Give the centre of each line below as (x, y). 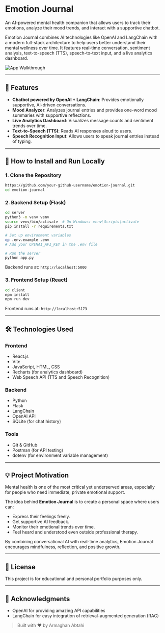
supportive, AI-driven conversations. (49, 105)
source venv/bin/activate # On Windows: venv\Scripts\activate (72, 222)
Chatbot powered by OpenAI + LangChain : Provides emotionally (78, 100)
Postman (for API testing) (38, 450)
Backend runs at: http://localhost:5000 (46, 267)
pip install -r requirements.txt (39, 227)
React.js (20, 356)
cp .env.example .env (27, 240)
